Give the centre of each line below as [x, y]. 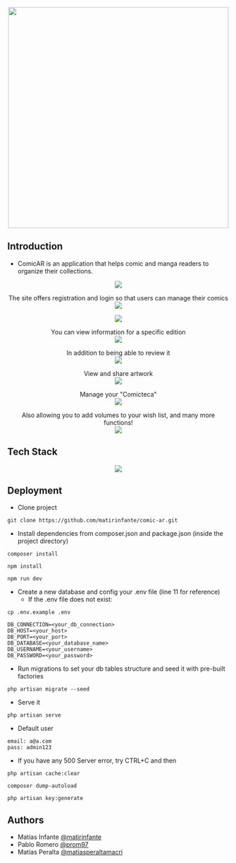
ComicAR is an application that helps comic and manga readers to [113, 263]
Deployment [35, 491]
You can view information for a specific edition [118, 331]
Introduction [35, 246]
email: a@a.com [30, 741]
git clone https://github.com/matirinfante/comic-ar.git [93, 521]
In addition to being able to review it [118, 353]
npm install [25, 566]
